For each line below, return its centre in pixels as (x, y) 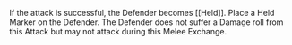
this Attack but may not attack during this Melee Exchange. (118, 31)
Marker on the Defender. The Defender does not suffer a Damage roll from (146, 22)
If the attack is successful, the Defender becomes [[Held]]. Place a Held (142, 13)
